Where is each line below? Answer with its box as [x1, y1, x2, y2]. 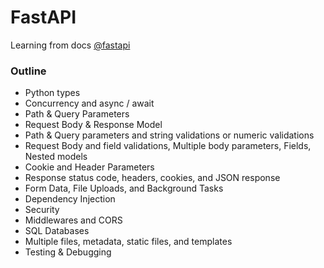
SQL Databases [24, 225, 90, 237]
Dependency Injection [24, 193, 116, 205]
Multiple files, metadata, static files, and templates [24, 236, 233, 248]
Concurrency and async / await [24, 97, 155, 110]
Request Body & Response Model [24, 119, 163, 131]
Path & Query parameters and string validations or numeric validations [24, 129, 315, 141]
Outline [10, 64, 47, 78]
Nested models [24, 151, 88, 163]
